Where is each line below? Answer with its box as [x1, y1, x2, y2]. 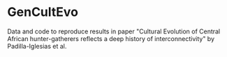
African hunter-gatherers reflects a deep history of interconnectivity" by [7, 34, 215, 42]
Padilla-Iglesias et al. [7, 42, 67, 50]
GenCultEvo [7, 4, 79, 20]
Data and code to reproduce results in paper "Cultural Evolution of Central [7, 27, 221, 35]
